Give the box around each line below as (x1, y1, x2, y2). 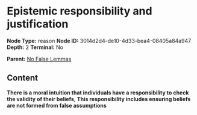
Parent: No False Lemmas (7, 55, 72, 62)
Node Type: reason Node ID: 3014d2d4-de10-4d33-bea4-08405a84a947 (7, 37, 192, 44)
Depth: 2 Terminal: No (7, 44, 64, 51)
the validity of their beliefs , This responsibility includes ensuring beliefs (7, 95, 191, 102)
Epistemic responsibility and (7, 4, 152, 18)
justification (7, 17, 69, 31)
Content (7, 73, 39, 83)
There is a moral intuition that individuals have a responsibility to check (7, 89, 189, 96)
